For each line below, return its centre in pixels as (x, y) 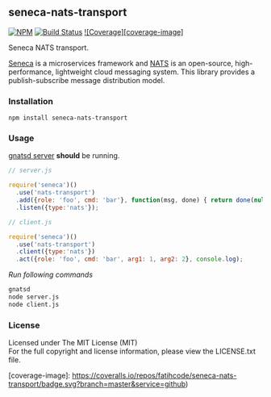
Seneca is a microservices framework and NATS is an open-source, (121, 63)
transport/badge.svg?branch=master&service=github (97, 384)
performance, (31, 72)
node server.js (34, 297)
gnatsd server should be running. (64, 156)
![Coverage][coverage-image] (134, 31)
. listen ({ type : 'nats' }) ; (57, 207)
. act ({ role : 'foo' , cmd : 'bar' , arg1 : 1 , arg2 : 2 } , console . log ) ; (129, 259)
